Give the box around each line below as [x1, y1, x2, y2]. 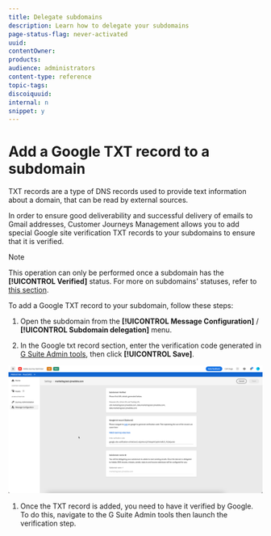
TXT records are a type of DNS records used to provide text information [8, 187, 247, 196]
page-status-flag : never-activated [8, 30, 128, 38]
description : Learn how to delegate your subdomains [8, 21, 190, 30]
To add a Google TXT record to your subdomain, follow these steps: [8, 301, 234, 310]
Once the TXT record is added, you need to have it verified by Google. [19, 501, 254, 511]
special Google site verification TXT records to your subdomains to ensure [8, 228, 256, 238]
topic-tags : [8, 81, 48, 89]
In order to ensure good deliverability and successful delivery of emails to [8, 211, 253, 221]
